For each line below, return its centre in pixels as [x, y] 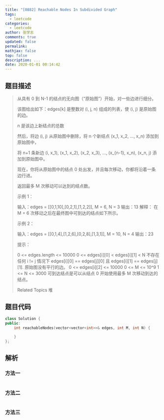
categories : [17, 23]
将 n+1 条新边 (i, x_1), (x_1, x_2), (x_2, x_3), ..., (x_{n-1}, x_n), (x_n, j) [84, 153]
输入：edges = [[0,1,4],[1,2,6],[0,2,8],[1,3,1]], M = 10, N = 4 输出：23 [85, 234]
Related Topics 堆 [35, 290]
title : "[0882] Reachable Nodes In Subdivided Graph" [61, 10]
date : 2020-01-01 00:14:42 [33, 65]
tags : [11, 14]
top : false [16, 55]
